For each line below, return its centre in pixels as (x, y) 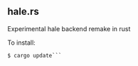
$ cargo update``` (34, 55)
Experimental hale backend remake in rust (69, 28)
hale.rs (23, 12)
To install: (21, 43)
